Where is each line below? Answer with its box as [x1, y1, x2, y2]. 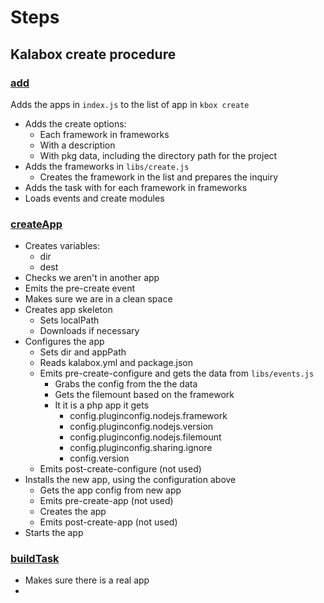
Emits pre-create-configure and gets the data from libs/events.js [39, 367, 315, 380]
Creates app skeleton [24, 304, 113, 316]
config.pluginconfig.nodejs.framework [69, 410, 228, 422]
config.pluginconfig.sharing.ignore [69, 442, 213, 454]
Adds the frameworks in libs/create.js [24, 160, 190, 172]
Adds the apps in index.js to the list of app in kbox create [10, 98, 250, 110]
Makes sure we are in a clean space [24, 293, 173, 305]
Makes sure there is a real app [24, 574, 150, 586]
